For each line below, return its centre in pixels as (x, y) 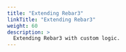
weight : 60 (22, 26)
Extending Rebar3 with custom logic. (67, 38)
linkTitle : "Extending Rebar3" (51, 20)
